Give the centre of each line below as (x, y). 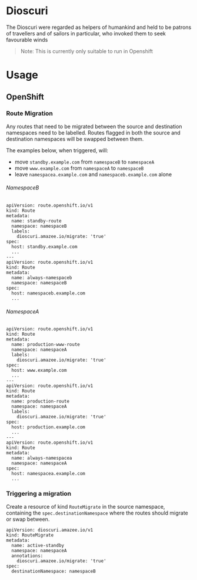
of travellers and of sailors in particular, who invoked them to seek (86, 33)
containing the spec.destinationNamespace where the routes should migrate (97, 513)
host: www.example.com (39, 371)
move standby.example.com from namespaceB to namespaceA (84, 162)
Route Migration (29, 113)
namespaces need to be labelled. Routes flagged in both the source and (93, 132)
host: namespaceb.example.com (48, 293)
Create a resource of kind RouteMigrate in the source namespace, (86, 506)
